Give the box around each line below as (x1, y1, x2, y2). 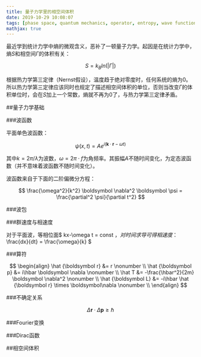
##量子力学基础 (6, 104, 45, 111)
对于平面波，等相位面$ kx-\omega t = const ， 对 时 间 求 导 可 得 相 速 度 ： (6, 231, 178, 238)
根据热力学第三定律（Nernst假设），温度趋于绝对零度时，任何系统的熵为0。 (6, 76, 191, 83)
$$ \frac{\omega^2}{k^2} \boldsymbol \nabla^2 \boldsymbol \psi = (18, 187, 183, 194)
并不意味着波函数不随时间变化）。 (16, 162, 98, 169)
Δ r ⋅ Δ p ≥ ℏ (86, 306, 115, 313)
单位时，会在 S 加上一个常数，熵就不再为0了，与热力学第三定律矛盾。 (11, 91, 181, 98)
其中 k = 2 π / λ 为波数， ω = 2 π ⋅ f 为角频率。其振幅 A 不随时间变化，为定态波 (6, 154, 187, 162)
